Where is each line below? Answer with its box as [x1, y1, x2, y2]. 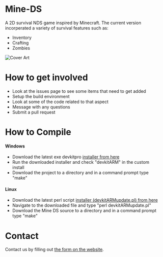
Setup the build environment [12, 93, 70, 99]
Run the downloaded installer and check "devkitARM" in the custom [12, 159, 150, 165]
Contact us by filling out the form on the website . [5, 247, 104, 253]
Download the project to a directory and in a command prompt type [12, 170, 149, 176]
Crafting [12, 39, 29, 45]
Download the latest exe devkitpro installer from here [12, 154, 120, 160]
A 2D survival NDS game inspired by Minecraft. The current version [5, 20, 141, 26]
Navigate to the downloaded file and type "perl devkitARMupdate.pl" [12, 202, 151, 208]
